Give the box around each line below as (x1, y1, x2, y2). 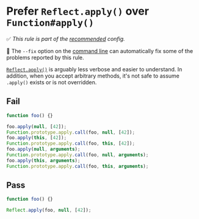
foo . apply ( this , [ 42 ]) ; (6, 135, 67, 141)
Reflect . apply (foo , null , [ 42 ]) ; (6, 207, 92, 214)
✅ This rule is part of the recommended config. (6, 35, 125, 42)
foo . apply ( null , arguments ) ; (6, 146, 81, 153)
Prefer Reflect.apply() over (6, 4, 150, 18)
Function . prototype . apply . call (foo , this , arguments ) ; (6, 163, 149, 169)
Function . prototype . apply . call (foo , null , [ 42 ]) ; (6, 129, 136, 135)
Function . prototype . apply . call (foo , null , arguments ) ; (6, 152, 149, 158)
